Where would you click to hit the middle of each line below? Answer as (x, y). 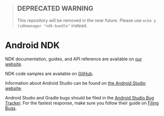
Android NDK (32, 45)
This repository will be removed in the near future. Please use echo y (86, 20)
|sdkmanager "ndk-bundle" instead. (52, 25)
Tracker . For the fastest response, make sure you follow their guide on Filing (82, 103)
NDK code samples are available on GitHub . (49, 73)
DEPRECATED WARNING (55, 9)
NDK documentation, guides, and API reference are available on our (74, 59)
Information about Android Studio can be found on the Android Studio (75, 83)
